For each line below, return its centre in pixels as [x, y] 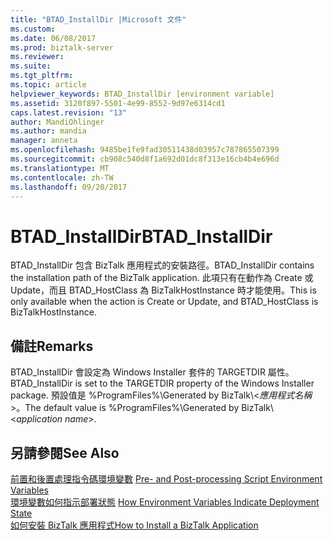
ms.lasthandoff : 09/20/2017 [69, 187]
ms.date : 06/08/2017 [53, 38]
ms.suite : [31, 66]
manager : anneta [44, 141]
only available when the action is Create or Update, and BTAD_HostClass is [164, 302]
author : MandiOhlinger [57, 122]
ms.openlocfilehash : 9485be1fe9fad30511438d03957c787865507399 [145, 150]
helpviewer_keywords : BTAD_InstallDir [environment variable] [142, 94]
